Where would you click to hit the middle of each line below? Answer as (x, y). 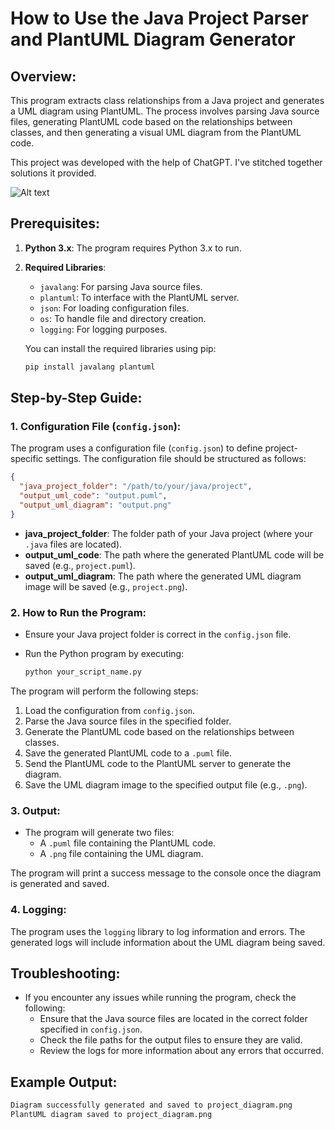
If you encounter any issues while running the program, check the (160, 998)
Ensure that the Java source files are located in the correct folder (173, 1019)
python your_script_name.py (83, 672)
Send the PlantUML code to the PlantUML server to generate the (158, 763)
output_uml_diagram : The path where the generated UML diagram (163, 576)
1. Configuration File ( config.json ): (96, 426)
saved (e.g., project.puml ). (80, 565)
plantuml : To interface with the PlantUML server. (139, 297)
